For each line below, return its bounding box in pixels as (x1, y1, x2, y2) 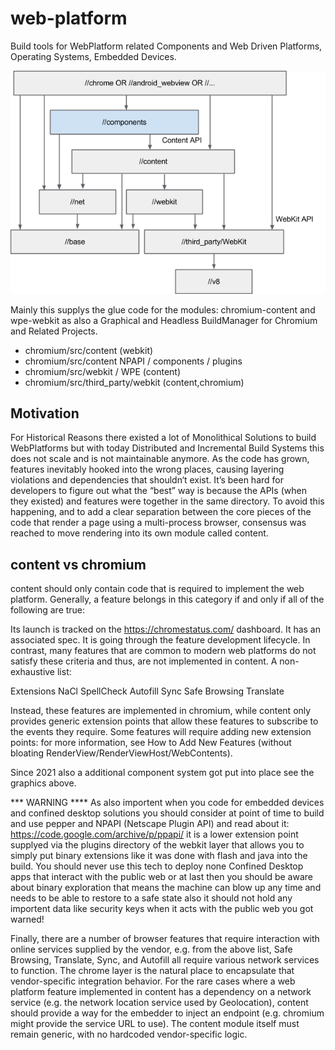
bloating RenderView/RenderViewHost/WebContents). (10, 747, 233, 759)
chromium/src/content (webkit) (24, 344, 154, 356)
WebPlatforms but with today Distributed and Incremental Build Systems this (10, 442, 325, 454)
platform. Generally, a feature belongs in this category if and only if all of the (10, 593, 325, 606)
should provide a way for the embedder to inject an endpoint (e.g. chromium (10, 1007, 325, 1019)
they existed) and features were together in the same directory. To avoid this (10, 495, 325, 507)
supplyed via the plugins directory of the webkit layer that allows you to (10, 839, 305, 851)
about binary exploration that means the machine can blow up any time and (10, 882, 322, 894)
